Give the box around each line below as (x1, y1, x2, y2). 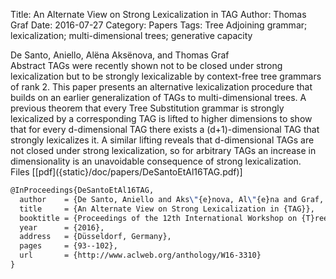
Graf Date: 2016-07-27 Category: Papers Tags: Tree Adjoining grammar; (10, 19, 308, 31)
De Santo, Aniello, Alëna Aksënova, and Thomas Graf (10, 49, 230, 61)
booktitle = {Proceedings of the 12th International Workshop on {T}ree (19, 213, 329, 223)
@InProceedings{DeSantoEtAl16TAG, (10, 185, 155, 195)
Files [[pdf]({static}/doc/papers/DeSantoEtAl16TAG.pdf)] (10, 166, 243, 178)
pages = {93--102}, (19, 241, 118, 251)
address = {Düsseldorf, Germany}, (19, 232, 172, 242)
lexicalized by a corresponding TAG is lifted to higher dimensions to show (10, 113, 313, 124)
